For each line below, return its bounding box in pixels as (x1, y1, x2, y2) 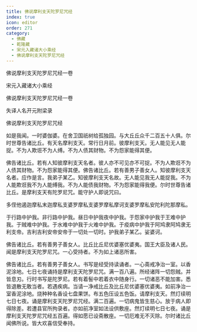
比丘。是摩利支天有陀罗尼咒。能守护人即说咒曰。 (6, 188, 124, 195)
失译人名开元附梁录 (6, 107, 53, 114)
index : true (6, 14, 35, 20)
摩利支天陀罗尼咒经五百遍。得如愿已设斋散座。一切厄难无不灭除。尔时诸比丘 (6, 312, 191, 319)
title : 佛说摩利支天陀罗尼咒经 (6, 8, 73, 15)
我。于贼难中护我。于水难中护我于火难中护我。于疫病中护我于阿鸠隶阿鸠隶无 (6, 221, 191, 228)
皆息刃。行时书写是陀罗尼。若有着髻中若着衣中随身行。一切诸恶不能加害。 (6, 275, 186, 283)
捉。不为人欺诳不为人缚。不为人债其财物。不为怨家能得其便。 (6, 147, 155, 154)
